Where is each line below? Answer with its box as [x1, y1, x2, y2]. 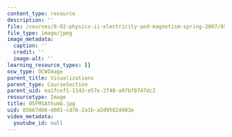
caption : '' [13, 42, 48, 49]
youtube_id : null [13, 119, 64, 127]
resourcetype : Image [7, 94, 67, 101]
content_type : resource [7, 10, 76, 17]
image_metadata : [7, 36, 54, 43]
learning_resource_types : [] [7, 62, 91, 68]
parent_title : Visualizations [7, 74, 95, 82]
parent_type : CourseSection [7, 81, 88, 88]
